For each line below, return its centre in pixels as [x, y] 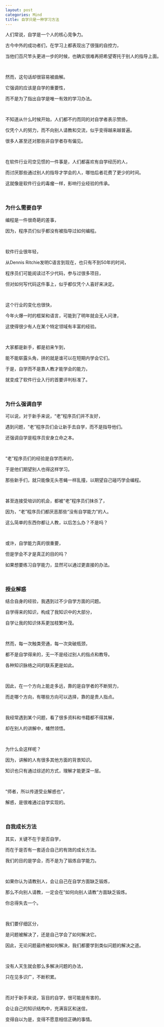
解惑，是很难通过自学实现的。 [36, 802]
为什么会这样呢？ [23, 749]
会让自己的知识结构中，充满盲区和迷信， [48, 1008]
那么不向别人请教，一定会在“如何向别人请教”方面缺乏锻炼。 [67, 892]
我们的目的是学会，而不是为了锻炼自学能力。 [52, 860]
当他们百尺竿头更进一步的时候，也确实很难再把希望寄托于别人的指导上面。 [83, 56]
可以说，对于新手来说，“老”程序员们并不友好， [54, 416]
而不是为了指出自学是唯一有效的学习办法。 [50, 99]
